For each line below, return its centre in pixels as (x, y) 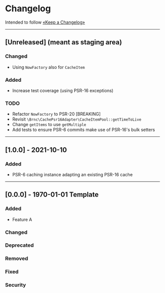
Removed (17, 259)
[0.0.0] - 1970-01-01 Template (52, 195)
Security (15, 285)
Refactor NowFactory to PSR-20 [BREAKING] (56, 114)
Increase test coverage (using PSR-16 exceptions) (63, 90)
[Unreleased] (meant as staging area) (64, 42)
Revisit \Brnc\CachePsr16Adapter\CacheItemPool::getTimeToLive (77, 119)
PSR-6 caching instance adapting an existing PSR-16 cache (72, 174)
